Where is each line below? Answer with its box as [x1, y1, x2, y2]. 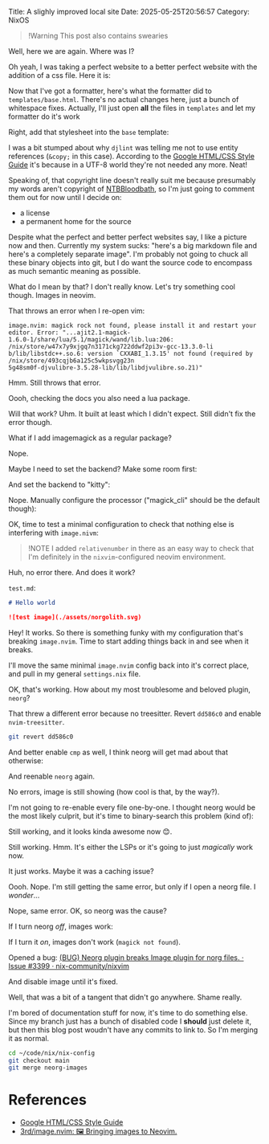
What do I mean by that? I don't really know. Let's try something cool [8, 282, 235, 292]
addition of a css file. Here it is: [8, 71, 111, 80]
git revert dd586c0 [8, 733, 74, 741]
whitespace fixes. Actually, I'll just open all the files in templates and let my [8, 104, 255, 112]
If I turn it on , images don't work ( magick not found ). [8, 937, 181, 946]
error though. [8, 418, 52, 427]
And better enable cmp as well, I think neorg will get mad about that [8, 747, 229, 757]
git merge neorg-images [8, 1064, 88, 1072]
